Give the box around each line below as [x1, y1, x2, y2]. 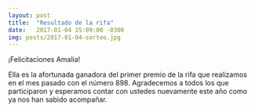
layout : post [8, 11, 51, 20]
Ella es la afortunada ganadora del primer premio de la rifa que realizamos [8, 70, 247, 79]
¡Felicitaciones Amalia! [8, 55, 81, 64]
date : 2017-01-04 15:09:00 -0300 [8, 26, 125, 34]
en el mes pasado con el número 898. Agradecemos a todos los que [8, 78, 229, 88]
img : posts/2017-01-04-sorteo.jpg [8, 33, 122, 42]
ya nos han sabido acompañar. [8, 95, 107, 104]
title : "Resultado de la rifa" [8, 19, 114, 27]
